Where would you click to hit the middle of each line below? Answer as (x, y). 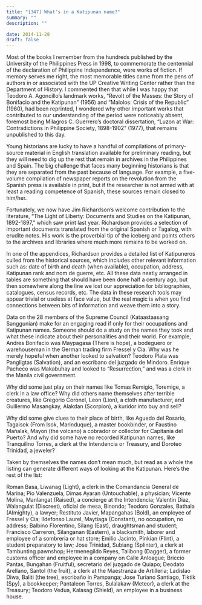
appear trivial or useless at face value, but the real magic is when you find (98, 299)
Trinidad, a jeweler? (31, 451)
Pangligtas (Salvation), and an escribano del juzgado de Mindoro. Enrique (98, 363)
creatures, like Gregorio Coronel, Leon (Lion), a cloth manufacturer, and (95, 400)
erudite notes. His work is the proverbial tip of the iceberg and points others (101, 236)
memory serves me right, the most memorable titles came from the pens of (100, 77)
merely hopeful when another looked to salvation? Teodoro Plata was (93, 356)
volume (16, 179)
